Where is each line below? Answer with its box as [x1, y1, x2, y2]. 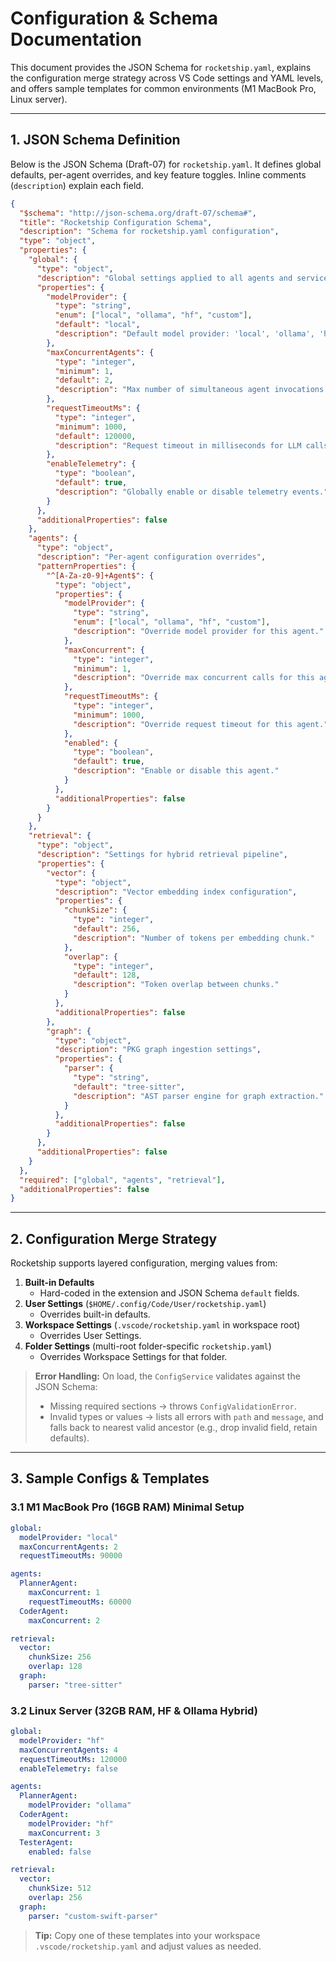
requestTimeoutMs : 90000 [19, 1551, 123, 1561]
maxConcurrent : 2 [28, 1615, 101, 1626]
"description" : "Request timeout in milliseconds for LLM [54, 440, 302, 451]
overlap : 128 [28, 1662, 83, 1672]
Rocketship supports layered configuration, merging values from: [10, 1257, 278, 1269]
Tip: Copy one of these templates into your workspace [34, 1929, 261, 1941]
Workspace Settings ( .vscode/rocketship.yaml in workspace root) [24, 1319, 301, 1331]
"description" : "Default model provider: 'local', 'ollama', [54, 329, 315, 339]
